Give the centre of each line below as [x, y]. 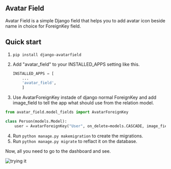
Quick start [23, 42]
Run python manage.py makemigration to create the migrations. [78, 136]
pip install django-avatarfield [47, 55]
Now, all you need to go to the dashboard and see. [58, 151]
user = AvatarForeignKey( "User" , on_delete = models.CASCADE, [79, 126]
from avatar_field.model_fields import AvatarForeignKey [67, 112]
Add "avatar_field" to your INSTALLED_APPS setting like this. [76, 64]
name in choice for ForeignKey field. [43, 26]
